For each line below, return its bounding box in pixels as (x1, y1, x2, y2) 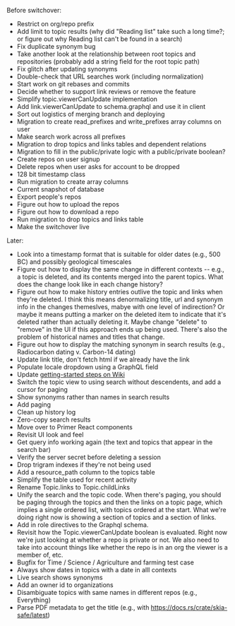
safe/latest (16, 611, 48, 619)
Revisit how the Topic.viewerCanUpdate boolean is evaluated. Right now (16, 528, 228, 536)
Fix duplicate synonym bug (16, 42, 96, 50)
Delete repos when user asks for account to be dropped (16, 163, 181, 170)
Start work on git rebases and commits (16, 80, 130, 88)
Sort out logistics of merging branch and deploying (16, 110, 165, 118)
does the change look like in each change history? (16, 280, 163, 289)
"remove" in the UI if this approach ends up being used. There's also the (16, 325, 227, 333)
